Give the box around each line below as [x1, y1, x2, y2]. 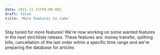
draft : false [5, 12, 31, 16]
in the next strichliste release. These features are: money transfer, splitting [5, 34, 153, 40]
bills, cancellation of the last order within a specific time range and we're [5, 40, 150, 45]
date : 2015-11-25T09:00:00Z [5, 7, 62, 12]
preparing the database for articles [5, 44, 74, 51]
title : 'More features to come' [5, 16, 70, 21]
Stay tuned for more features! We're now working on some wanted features [5, 29, 156, 35]
